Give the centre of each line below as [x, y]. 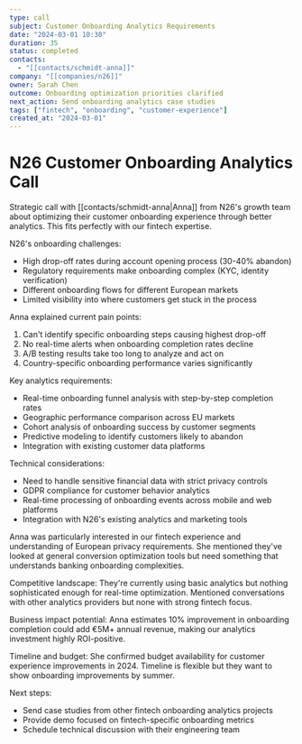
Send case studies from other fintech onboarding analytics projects [147, 711]
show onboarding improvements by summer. [92, 675]
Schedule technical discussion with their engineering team [131, 730]
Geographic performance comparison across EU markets [128, 418]
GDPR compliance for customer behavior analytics [116, 491]
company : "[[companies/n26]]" [66, 77]
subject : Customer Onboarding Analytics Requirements [113, 26]
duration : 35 [34, 43]
